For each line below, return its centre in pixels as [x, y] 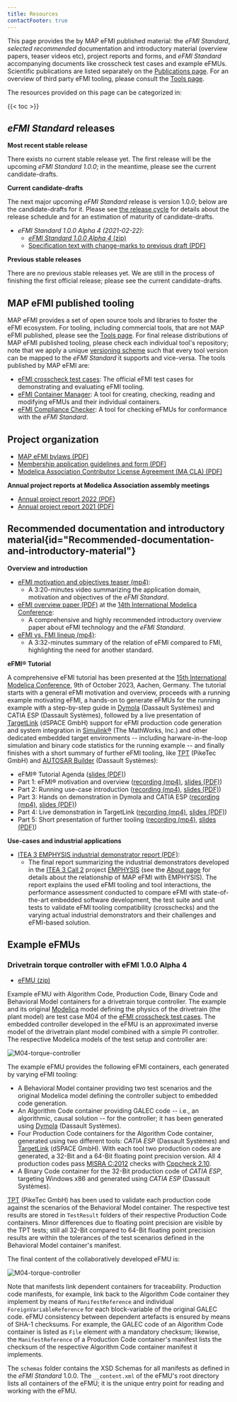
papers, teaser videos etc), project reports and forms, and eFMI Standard [114, 56]
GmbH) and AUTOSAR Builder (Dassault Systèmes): [83, 760]
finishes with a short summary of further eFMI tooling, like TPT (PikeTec [112, 753]
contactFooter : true [38, 21]
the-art [38, 900]
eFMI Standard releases [61, 128]
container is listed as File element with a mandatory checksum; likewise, [114, 1332]
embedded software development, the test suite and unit [133, 900]
